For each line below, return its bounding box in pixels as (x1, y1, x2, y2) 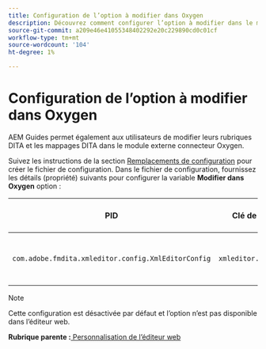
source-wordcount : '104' (8, 41, 90, 49)
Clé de (232, 210, 257, 221)
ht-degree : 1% (8, 48, 55, 56)
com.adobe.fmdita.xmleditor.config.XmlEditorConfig (12, 254, 211, 263)
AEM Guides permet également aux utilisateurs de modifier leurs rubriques (8, 132, 252, 142)
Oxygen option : (8, 181, 62, 191)
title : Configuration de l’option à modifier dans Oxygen (8, 11, 203, 20)
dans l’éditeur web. (8, 317, 70, 326)
